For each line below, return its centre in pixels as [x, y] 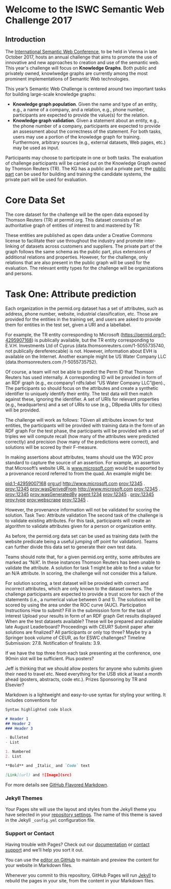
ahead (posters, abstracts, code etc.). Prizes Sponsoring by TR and [76, 679]
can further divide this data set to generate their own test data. [71, 547]
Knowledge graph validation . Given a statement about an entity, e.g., [86, 121]
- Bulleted [17, 738]
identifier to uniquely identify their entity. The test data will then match [79, 393]
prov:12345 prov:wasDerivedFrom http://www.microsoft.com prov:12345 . [83, 489]
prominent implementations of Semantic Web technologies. [68, 79]
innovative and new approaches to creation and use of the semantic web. [82, 62]
